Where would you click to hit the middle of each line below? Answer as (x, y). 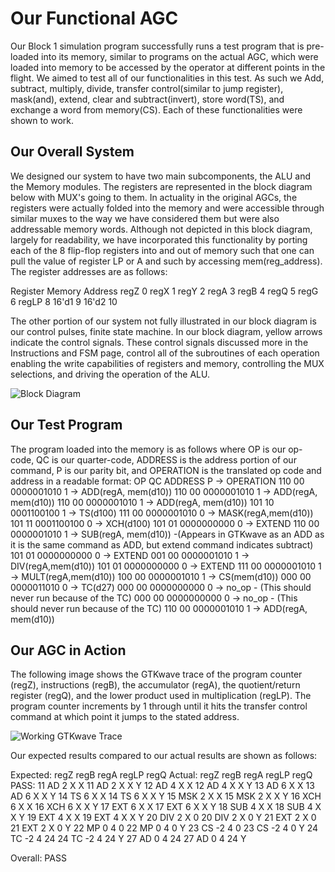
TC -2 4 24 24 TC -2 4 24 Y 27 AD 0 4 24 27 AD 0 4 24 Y (128, 839)
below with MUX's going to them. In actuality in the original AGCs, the (154, 197)
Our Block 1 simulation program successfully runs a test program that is (157, 46)
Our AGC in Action (68, 650)
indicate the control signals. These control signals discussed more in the (159, 342)
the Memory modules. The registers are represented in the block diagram (161, 186)
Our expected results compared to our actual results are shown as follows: (164, 756)
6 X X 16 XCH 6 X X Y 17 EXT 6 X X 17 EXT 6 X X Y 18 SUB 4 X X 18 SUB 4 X (166, 807)
